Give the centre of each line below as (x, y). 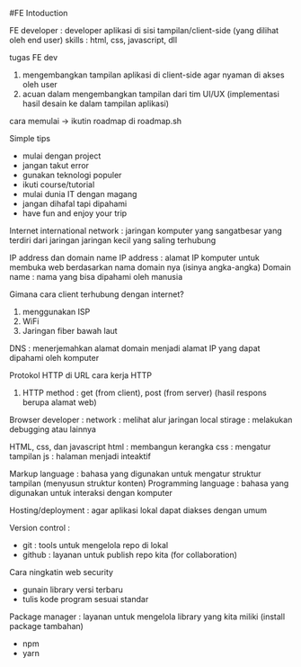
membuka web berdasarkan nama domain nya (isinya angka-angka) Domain (150, 267)
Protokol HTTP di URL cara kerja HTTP (81, 375)
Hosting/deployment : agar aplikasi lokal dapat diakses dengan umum (138, 510)
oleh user (40, 84)
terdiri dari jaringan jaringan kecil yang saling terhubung (113, 240)
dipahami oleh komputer (54, 358)
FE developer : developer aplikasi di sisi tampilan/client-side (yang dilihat (144, 30)
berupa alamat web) (59, 402)
